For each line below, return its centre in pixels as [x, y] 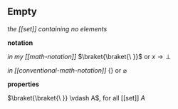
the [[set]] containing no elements [57, 28]
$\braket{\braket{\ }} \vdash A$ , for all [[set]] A [77, 98]
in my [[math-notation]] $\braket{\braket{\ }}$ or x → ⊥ [89, 56]
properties [23, 84]
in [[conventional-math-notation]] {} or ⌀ [67, 70]
